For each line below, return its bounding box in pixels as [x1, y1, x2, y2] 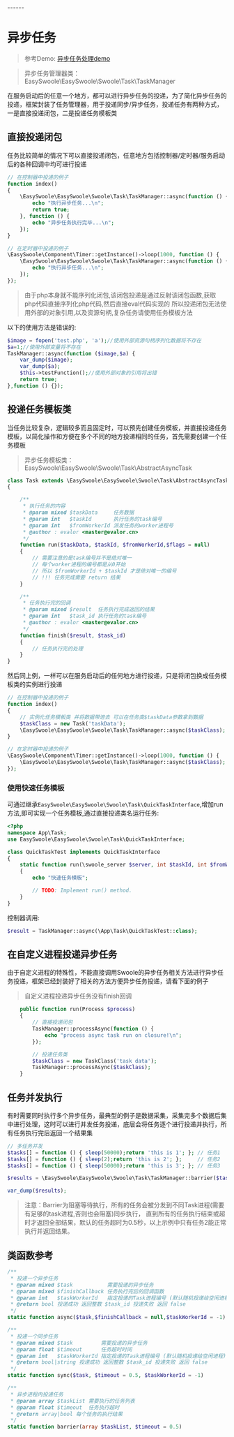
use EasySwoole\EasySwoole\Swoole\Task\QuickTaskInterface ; [7, 836, 186, 843]
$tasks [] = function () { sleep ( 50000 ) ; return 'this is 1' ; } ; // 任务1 [7, 1149, 221, 1156]
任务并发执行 [7, 1091, 63, 1103]
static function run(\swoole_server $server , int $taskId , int [19, 862, 208, 869]
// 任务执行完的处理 [32, 645, 84, 652]
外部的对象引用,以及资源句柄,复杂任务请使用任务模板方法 [30, 308, 193, 316]
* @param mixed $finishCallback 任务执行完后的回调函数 [10, 1288, 164, 1295]
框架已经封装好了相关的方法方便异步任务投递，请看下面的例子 [31, 977, 209, 985]
